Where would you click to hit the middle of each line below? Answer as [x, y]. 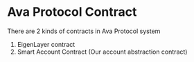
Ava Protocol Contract [72, 12]
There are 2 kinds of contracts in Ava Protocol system [84, 31]
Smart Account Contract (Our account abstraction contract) [102, 52]
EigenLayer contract [46, 44]
